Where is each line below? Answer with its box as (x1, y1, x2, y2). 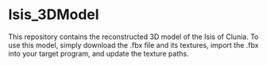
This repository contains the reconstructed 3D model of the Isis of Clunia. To (8, 32, 259, 41)
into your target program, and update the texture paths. (8, 49, 189, 58)
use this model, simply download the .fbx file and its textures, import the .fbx (8, 40, 259, 49)
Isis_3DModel (8, 6, 99, 24)
